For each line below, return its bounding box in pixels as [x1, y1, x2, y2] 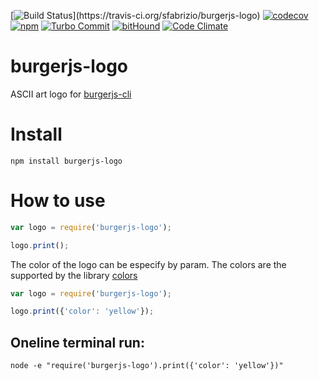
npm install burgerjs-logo [10, 156, 123, 166]
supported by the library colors [10, 269, 138, 281]
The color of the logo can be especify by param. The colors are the [10, 258, 287, 270]
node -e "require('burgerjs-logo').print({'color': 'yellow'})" [10, 361, 284, 371]
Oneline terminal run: [10, 334, 145, 351]
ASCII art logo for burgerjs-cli [10, 88, 132, 100]
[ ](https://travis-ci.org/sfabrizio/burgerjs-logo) [10, 10, 261, 21]
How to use [10, 190, 106, 212]
